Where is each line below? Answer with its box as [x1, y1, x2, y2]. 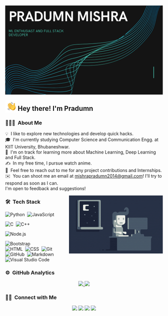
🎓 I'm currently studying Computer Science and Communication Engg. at [5, 136, 158, 143]
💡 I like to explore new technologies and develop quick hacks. [5, 131, 134, 137]
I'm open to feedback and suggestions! [5, 186, 86, 192]
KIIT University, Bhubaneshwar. [5, 144, 70, 150]
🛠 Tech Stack [5, 199, 41, 206]
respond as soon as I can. [5, 180, 58, 186]
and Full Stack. [5, 154, 36, 161]
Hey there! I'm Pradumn [17, 104, 93, 113]
